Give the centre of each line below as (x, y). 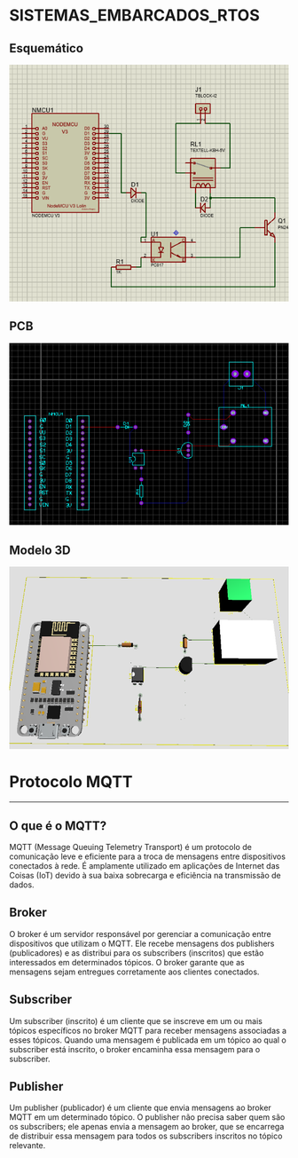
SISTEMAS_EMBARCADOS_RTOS (134, 16)
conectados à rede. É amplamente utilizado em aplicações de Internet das (145, 865)
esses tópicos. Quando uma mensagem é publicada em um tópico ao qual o (148, 1040)
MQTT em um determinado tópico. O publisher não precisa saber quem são (147, 1117)
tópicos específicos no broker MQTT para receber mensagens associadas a (148, 1030)
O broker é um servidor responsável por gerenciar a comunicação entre (141, 933)
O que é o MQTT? (58, 826)
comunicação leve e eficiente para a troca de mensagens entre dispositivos (148, 856)
